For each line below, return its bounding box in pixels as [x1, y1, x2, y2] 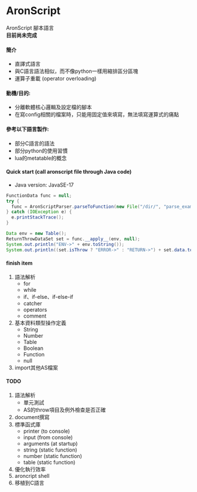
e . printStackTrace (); [11, 214, 64, 221]
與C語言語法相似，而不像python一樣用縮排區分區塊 [14, 68, 138, 75]
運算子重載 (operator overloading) [14, 75, 97, 82]
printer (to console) [23, 427, 70, 434]
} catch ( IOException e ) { [6, 209, 72, 215]
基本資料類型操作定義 [14, 319, 66, 326]
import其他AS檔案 [14, 364, 59, 371]
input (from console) [23, 433, 73, 441]
